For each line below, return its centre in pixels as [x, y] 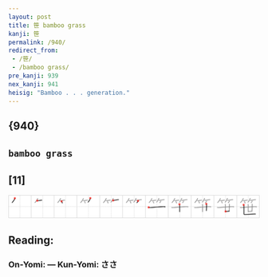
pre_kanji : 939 [33, 76]
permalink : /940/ [37, 42]
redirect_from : [33, 51]
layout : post [30, 17]
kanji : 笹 [24, 34]
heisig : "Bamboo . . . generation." [69, 93]
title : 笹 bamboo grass [47, 25]
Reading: [31, 241]
